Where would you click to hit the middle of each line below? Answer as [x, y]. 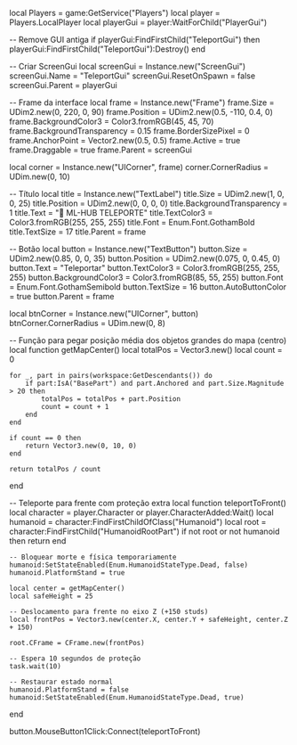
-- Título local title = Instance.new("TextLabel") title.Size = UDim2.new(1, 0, [147, 194]
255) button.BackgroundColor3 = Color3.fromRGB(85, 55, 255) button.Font [146, 277]
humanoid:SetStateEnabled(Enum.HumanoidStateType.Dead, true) [127, 698]
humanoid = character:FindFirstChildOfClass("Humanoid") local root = [138, 522]
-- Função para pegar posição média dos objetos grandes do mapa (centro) [148, 340]
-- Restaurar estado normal [61, 682]
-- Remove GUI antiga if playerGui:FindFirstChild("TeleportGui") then [135, 40]
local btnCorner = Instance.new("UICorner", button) [104, 314]
